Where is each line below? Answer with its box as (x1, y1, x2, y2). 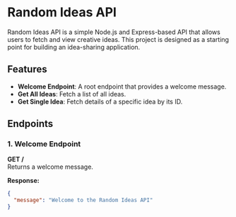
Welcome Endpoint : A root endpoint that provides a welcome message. (17, 82, 227, 91)
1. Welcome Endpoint (7, 139, 81, 149)
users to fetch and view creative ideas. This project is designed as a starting (7, 35, 230, 43)
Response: (7, 177, 40, 185)
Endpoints (7, 118, 54, 130)
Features (7, 63, 47, 75)
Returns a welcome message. (7, 162, 94, 171)
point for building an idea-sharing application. (7, 43, 141, 51)
